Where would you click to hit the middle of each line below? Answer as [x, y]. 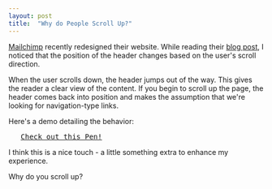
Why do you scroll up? [46, 176]
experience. [28, 161]
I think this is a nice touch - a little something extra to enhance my [119, 152]
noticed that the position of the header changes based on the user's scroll [132, 55]
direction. [24, 64]
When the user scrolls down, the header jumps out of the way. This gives [131, 79]
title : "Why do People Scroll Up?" [70, 24]
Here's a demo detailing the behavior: [71, 121]
